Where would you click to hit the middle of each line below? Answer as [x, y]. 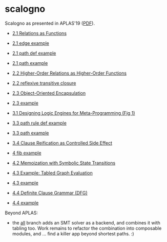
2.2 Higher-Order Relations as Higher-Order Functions [69, 73]
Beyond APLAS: [22, 213]
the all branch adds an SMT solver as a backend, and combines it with [86, 222]
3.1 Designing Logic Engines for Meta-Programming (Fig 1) [74, 113]
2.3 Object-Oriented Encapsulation [49, 93]
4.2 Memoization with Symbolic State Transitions [64, 163]
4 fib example [27, 153]
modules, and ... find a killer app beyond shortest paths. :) [73, 234]
